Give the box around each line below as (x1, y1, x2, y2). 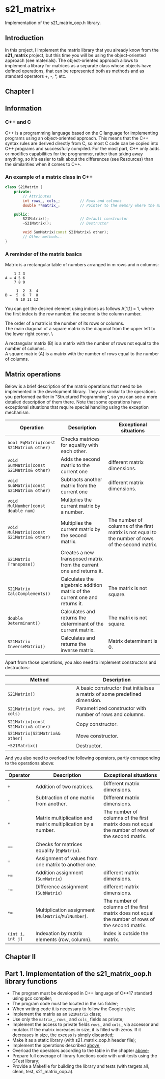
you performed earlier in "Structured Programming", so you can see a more (5, 394, 158, 399)
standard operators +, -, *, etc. (5, 73, 67, 79)
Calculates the (60, 575, 94, 582)
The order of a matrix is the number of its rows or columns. (5, 320, 124, 326)
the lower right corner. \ (5, 331, 53, 337)
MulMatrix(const (7, 529, 46, 535)
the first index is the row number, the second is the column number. (5, 311, 142, 317)
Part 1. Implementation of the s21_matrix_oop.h (5, 969, 152, 978)
